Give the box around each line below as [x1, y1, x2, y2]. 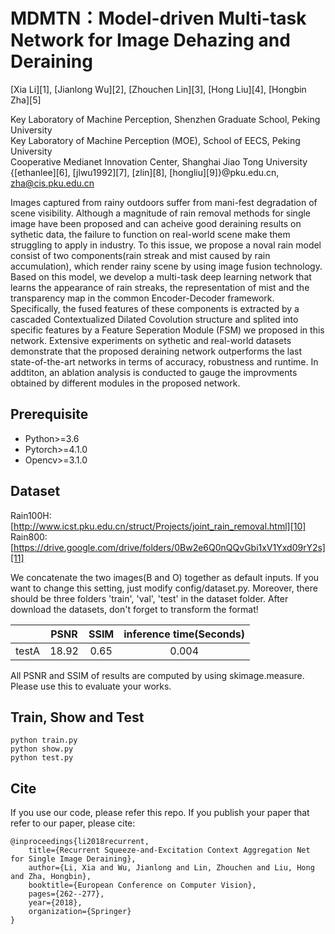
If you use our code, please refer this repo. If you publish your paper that [10, 807, 310, 819]
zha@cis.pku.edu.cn [10, 177, 95, 189]
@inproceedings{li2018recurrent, [10, 837, 150, 847]
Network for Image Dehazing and [10, 29, 291, 52]
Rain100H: [10, 509, 52, 521]
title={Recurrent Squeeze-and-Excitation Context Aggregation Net [28, 845, 311, 856]
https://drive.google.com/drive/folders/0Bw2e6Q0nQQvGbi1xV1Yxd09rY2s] [13, 541, 326, 553]
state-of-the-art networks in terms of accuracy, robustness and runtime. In [10, 355, 319, 368]
